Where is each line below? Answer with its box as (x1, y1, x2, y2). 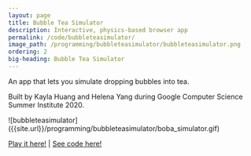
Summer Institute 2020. (8, 100, 85, 110)
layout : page (8, 11, 51, 20)
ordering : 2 (8, 48, 47, 56)
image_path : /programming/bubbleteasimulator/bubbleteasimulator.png (8, 41, 242, 49)
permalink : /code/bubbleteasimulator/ (8, 33, 135, 42)
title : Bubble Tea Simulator (8, 19, 104, 27)
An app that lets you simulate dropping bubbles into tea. (8, 76, 190, 86)
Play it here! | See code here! (8, 139, 102, 148)
